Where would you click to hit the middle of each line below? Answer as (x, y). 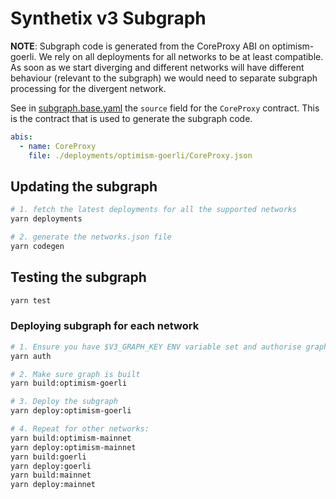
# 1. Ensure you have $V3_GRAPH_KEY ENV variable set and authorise (156, 347)
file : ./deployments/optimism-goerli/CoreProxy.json (140, 155)
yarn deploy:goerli (51, 466)
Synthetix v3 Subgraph (108, 18)
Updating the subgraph (84, 186)
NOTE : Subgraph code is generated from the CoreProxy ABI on (140, 46)
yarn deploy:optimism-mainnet (73, 447)
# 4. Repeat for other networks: (80, 429)
